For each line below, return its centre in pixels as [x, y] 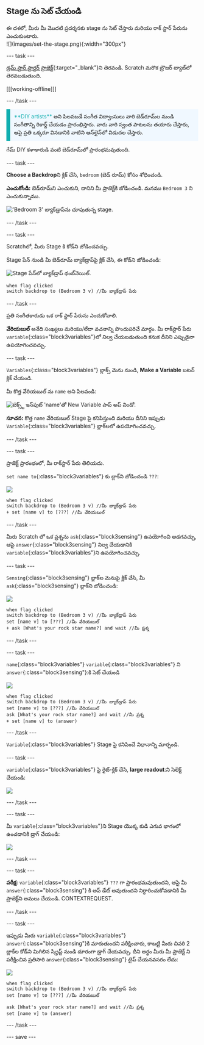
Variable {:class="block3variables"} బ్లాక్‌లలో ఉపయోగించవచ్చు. [81, 426]
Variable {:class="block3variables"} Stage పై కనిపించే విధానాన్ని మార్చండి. [93, 744]
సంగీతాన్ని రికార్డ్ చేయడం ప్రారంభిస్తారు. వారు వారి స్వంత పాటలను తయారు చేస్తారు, [102, 124]
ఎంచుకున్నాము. [23, 196]
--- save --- [21, 1036]
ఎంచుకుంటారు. [23, 36]
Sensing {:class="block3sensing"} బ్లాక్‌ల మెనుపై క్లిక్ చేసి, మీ [76, 578]
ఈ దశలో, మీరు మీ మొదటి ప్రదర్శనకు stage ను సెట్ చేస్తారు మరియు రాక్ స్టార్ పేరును [97, 27]
